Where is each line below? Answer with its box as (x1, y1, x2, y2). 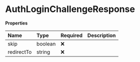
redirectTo (7, 48, 32, 55)
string (36, 48, 50, 55)
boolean (36, 40, 56, 47)
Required (60, 31, 83, 38)
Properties (5, 20, 28, 26)
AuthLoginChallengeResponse (5, 3, 135, 15)
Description (87, 31, 116, 38)
